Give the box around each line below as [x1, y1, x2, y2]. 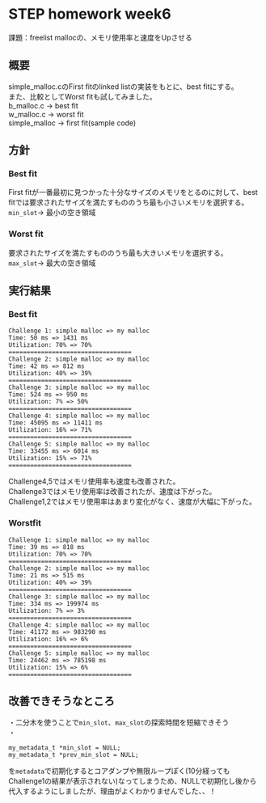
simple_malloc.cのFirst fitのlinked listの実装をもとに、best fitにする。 [8, 82, 239, 91]
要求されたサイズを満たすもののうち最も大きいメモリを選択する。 [8, 247, 228, 257]
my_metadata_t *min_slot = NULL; [8, 743, 121, 752]
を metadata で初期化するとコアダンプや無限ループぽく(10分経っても [8, 766, 230, 776]
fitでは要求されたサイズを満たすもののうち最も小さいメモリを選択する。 [8, 197, 249, 207]
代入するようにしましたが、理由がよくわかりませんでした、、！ [8, 786, 217, 796]
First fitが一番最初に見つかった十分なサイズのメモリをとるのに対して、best [8, 188, 259, 197]
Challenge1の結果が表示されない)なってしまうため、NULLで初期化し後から [8, 776, 257, 785]
